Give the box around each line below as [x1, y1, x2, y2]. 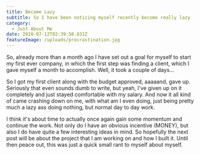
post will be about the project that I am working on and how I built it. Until [6, 135, 189, 142]
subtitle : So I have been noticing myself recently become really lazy [6, 14, 190, 21]
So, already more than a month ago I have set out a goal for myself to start [6, 54, 192, 60]
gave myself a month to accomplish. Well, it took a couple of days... [6, 66, 175, 73]
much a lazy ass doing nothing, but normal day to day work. [6, 104, 155, 111]
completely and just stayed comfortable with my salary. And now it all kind [6, 91, 192, 98]
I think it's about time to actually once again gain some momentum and [6, 115, 182, 123]
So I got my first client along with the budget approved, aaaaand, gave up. [6, 78, 190, 85]
